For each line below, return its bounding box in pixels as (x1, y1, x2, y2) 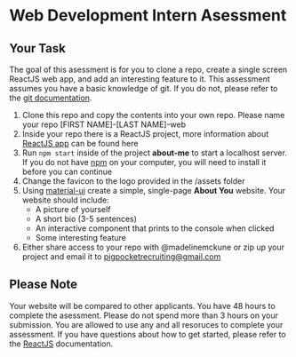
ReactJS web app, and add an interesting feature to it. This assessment (9, 74, 271, 84)
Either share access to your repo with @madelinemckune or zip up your (21, 242, 284, 252)
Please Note (9, 277, 78, 292)
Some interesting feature (35, 233, 126, 242)
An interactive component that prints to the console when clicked (35, 223, 275, 234)
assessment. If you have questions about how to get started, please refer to (9, 329, 286, 339)
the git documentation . (9, 92, 92, 103)
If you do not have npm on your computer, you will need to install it (21, 157, 267, 167)
